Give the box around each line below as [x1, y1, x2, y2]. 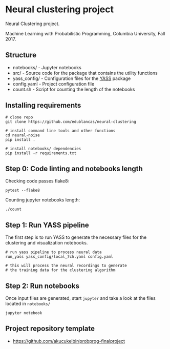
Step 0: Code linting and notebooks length [5, 164, 143, 173]
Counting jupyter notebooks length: [5, 197, 80, 203]
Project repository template [5, 324, 95, 333]
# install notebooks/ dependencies [5, 146, 81, 151]
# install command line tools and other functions [5, 128, 116, 133]
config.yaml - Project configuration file [12, 80, 95, 87]
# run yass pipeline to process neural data [5, 250, 102, 255]
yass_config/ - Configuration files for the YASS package [12, 75, 131, 81]
